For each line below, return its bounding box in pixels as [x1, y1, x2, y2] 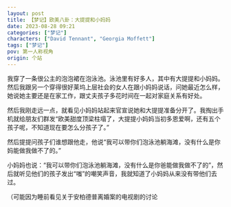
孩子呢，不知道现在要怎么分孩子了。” [7, 123, 110, 131]
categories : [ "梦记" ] [7, 29, 67, 36]
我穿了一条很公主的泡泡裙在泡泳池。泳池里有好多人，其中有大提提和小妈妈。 [7, 74, 224, 82]
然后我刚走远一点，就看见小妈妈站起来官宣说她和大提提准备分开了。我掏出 [7, 106, 218, 114]
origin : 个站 [7, 55, 43, 62]
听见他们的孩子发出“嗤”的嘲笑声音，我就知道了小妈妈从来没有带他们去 [19, 169, 218, 178]
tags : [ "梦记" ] [7, 42, 49, 49]
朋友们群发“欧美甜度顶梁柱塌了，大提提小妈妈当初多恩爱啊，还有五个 [25, 114, 221, 123]
